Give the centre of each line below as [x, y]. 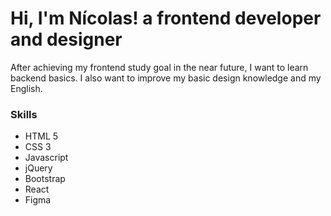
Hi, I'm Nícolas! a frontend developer [166, 18]
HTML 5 [41, 136]
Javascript [46, 158]
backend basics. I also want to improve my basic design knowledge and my [166, 78]
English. [26, 88]
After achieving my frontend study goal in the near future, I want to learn [159, 67]
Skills [24, 114]
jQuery [38, 168]
